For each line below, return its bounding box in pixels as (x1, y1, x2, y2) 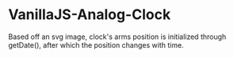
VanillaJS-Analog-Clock (8, 6, 171, 24)
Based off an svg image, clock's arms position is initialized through (8, 32, 227, 41)
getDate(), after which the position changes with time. (8, 40, 184, 49)
